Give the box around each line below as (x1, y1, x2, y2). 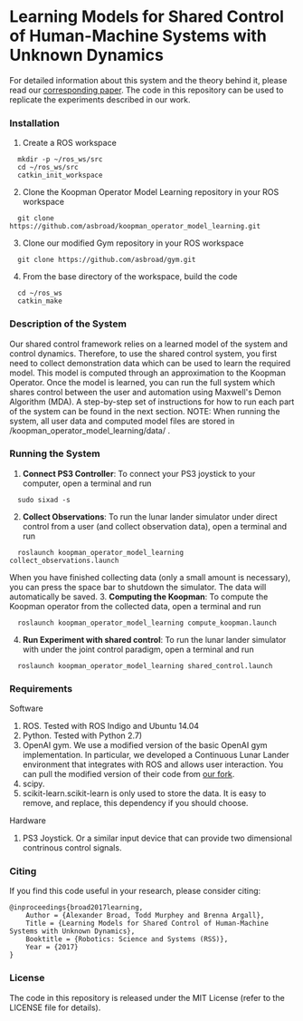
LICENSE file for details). (9, 1002, 101, 1013)
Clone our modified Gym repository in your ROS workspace (22, 238, 244, 248)
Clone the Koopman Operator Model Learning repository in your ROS (22, 187, 279, 198)
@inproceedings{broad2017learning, (9, 903, 144, 912)
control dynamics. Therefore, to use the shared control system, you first (9, 347, 278, 359)
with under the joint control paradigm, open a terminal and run (22, 644, 255, 655)
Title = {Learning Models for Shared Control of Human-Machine (25, 919, 270, 929)
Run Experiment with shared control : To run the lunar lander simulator (22, 634, 287, 645)
